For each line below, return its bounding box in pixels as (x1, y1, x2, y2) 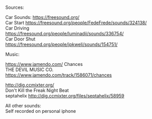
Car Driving (5, 25, 30, 31)
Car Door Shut (5, 36, 36, 42)
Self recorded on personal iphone (5, 108, 76, 114)
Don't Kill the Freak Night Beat (5, 87, 69, 93)
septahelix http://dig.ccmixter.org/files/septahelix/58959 (5, 93, 124, 99)
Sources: (5, 5, 25, 10)
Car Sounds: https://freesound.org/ (5, 14, 80, 20)
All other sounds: (5, 103, 41, 109)
